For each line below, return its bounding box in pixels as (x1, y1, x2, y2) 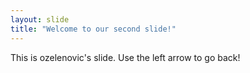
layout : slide (10, 14, 70, 25)
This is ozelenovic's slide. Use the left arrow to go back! (10, 51, 241, 63)
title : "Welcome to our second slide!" (10, 24, 177, 34)
